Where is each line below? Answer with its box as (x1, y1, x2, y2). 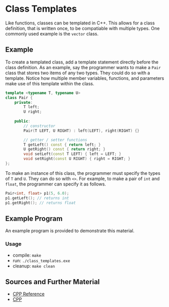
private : (14, 100, 33, 105)
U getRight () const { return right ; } (23, 147, 106, 152)
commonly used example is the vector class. (5, 30, 99, 37)
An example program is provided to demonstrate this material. (5, 228, 134, 234)
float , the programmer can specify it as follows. (5, 181, 107, 187)
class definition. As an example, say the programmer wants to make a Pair (5, 64, 161, 70)
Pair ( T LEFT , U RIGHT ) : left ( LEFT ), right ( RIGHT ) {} (23, 128, 140, 133)
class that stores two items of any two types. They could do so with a (5, 70, 150, 76)
